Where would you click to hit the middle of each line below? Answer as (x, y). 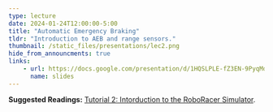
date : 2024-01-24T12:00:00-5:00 (63, 24)
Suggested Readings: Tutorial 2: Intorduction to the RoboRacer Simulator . (132, 99)
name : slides (52, 76)
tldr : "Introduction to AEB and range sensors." (92, 39)
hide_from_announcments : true (60, 54)
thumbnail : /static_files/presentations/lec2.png (94, 46)
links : (19, 62)
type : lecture (32, 16)
